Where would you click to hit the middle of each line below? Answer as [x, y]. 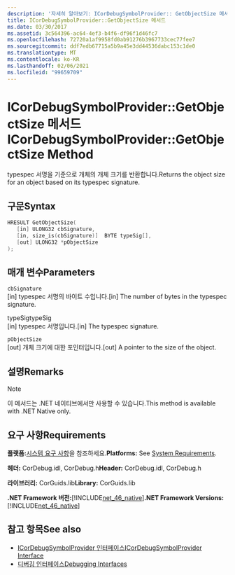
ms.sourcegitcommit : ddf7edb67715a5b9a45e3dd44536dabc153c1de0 [101, 46]
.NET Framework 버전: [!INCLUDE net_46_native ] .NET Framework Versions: [115, 498]
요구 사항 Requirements [57, 435]
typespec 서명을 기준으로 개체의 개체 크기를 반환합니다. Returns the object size [116, 174]
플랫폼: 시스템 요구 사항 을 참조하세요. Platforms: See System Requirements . [112, 453]
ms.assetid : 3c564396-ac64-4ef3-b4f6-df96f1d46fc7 [83, 33]
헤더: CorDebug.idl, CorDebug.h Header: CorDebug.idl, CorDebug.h [104, 468]
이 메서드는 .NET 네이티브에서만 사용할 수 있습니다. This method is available [112, 403]
